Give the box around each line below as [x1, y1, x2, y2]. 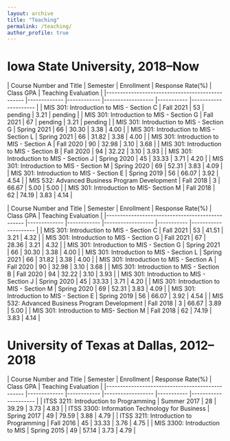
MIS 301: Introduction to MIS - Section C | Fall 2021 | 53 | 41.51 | [43, 226, 224, 234]
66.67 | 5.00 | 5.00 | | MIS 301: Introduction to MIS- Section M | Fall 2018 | [7, 183, 216, 192]
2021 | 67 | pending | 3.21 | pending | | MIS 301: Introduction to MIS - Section [7, 118, 224, 126]
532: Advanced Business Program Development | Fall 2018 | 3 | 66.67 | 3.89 [7, 299, 222, 308]
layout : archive [7, 10, 54, 17]
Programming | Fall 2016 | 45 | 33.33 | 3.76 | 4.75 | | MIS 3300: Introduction [7, 419, 220, 427]
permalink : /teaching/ [7, 23, 72, 30]
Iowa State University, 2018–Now [7, 59, 200, 74]
